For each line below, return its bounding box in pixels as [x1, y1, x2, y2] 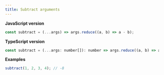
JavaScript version [5, 20, 44, 26]
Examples [5, 57, 26, 62]
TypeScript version [5, 38, 45, 44]
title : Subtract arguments [5, 7, 60, 12]
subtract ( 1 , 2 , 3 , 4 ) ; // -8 [5, 66, 64, 71]
